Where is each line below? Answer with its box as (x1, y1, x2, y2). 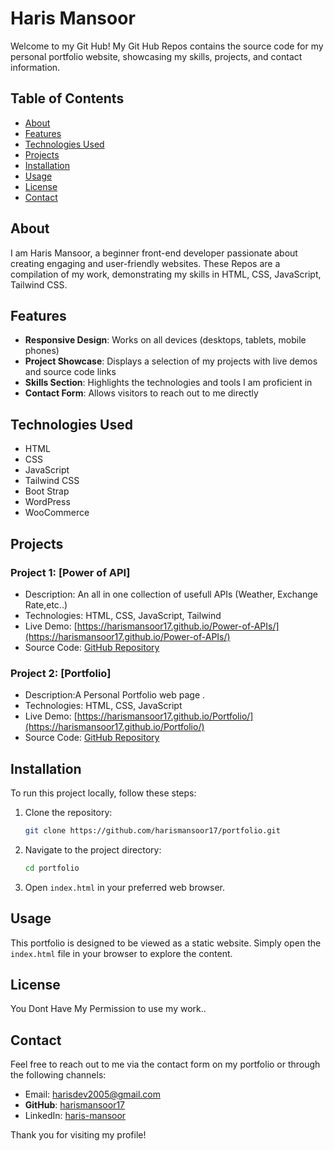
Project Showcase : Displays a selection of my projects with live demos (24, 355, 318, 367)
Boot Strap (24, 485, 70, 497)
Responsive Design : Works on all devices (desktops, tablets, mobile (24, 334, 307, 346)
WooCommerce (24, 507, 90, 519)
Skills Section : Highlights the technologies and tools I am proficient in (24, 377, 313, 389)
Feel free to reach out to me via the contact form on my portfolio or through (10, 1058, 321, 1071)
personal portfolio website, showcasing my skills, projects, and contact (10, 50, 303, 62)
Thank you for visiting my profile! (10, 1129, 147, 1141)
